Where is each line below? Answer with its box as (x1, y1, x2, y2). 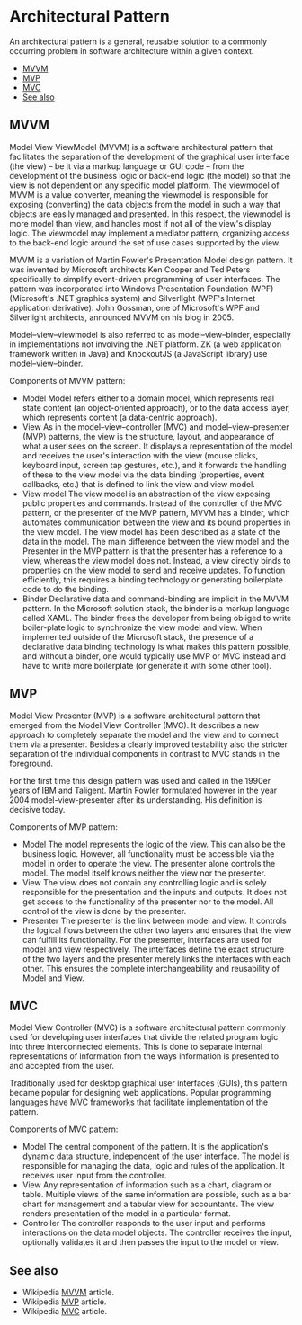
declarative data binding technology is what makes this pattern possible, (22, 641, 291, 652)
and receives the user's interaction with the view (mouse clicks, (22, 449, 259, 460)
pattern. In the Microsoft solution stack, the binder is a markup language (22, 602, 290, 613)
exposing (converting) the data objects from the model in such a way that (9, 199, 281, 209)
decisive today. (9, 804, 66, 814)
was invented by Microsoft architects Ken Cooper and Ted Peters (9, 263, 251, 275)
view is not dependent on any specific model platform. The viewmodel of (9, 180, 280, 191)
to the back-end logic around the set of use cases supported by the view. (9, 236, 281, 248)
